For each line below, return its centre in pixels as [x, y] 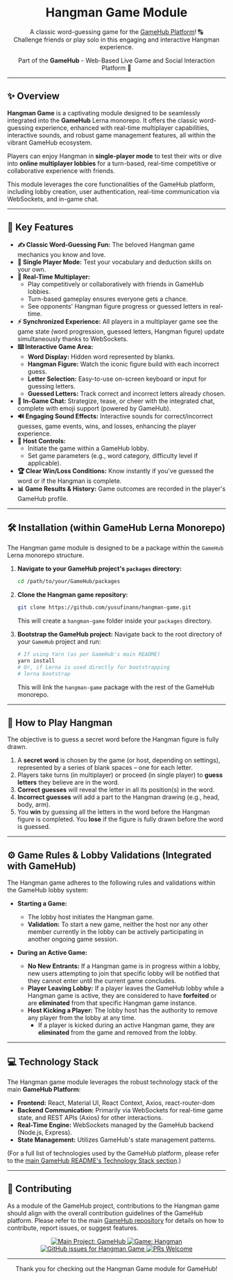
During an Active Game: [52, 953]
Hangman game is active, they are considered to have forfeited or [122, 996]
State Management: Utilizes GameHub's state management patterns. [116, 1140]
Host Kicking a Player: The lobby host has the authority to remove [122, 1010]
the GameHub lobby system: [48, 890]
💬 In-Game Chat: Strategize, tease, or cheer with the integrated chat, [116, 401]
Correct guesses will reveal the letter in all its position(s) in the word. [116, 790]
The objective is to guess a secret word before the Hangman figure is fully [113, 739]
